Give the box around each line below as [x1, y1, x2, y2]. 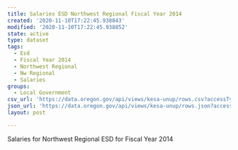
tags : [7, 43, 23, 50]
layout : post [7, 109, 46, 116]
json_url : [7, 103, 37, 110]
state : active [7, 30, 50, 37]
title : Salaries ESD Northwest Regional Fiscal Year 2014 [7, 10, 182, 18]
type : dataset [7, 37, 50, 44]
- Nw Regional [13, 69, 55, 76]
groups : [7, 83, 30, 90]
